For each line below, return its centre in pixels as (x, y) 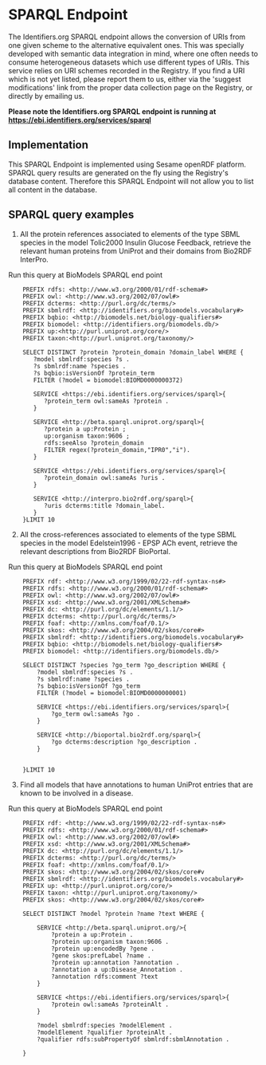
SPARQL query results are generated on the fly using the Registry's (118, 172)
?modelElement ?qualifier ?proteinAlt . (105, 1032)
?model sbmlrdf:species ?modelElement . (105, 1025)
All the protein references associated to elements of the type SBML (130, 234)
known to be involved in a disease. (76, 793)
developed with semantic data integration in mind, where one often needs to (133, 53)
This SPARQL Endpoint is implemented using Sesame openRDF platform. (127, 164)
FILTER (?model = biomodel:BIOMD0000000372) (108, 380)
